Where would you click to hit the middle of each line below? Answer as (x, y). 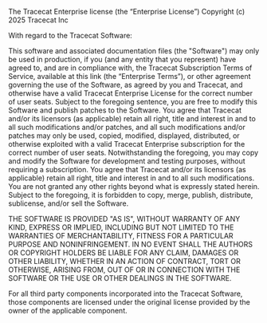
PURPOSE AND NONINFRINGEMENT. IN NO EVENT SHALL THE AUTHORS (131, 244)
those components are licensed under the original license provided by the (130, 302)
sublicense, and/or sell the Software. (69, 203)
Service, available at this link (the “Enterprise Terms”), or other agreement (130, 76)
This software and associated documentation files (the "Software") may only (134, 51)
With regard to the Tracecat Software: (71, 35)
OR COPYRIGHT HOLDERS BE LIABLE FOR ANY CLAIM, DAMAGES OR (124, 253)
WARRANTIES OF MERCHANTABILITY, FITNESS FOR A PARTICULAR (121, 236)
